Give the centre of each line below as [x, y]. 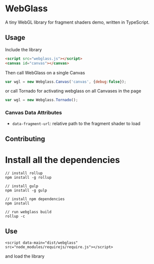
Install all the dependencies [62, 160]
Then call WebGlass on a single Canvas [45, 72]
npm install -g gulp [26, 190]
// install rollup [24, 173]
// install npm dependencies [35, 199]
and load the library [25, 256]
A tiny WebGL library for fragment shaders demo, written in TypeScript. [77, 22]
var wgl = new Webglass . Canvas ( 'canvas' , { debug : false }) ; [66, 82]
